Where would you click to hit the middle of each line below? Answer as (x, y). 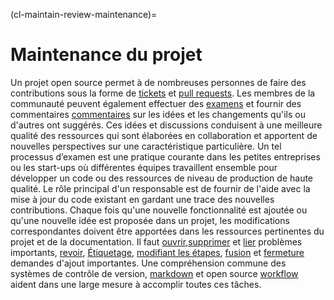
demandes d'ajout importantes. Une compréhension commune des (148, 263)
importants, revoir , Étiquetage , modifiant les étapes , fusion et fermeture (157, 252)
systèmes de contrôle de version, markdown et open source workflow (154, 273)
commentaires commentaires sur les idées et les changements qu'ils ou (158, 114)
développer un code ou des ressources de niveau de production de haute (162, 178)
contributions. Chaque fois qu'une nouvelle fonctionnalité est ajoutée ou (159, 210)
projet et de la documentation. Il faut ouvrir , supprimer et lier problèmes (156, 241)
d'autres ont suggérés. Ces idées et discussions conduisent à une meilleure (166, 125)
